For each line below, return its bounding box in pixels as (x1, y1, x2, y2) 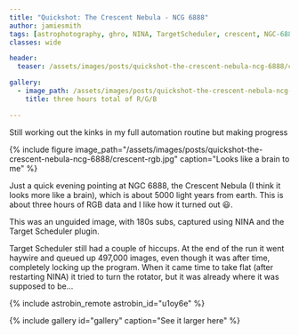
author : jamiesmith (9, 21, 82, 30)
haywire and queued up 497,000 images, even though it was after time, (9, 252, 271, 263)
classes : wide (9, 37, 62, 47)
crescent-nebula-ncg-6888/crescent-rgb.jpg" (9, 153, 178, 164)
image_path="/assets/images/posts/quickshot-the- (75, 144, 263, 155)
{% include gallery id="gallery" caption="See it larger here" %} (9, 315, 241, 325)
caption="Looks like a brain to (179, 153, 290, 164)
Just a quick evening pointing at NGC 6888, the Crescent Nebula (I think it (9, 179, 281, 191)
